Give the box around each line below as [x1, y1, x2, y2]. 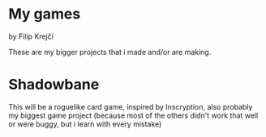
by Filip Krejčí [8, 31, 54, 41]
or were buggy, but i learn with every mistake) [8, 118, 162, 129]
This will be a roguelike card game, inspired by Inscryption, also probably [8, 102, 253, 111]
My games [8, 5, 81, 23]
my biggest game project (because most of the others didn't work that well [8, 110, 259, 120]
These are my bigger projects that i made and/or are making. [8, 47, 212, 56]
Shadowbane [8, 76, 100, 93]
